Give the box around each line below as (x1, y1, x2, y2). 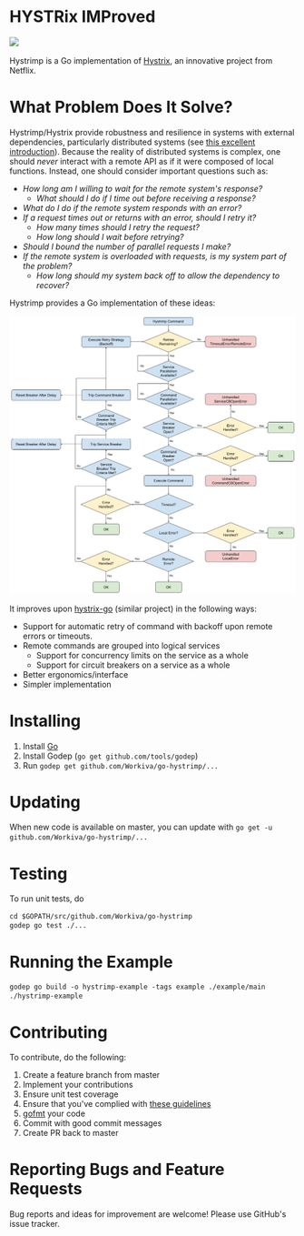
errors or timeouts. (22, 630, 93, 641)
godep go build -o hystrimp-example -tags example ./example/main (9, 982, 266, 992)
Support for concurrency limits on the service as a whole (35, 649, 250, 660)
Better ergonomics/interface (22, 668, 129, 679)
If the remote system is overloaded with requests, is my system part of (22, 250, 288, 261)
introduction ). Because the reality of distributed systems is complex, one (9, 146, 281, 156)
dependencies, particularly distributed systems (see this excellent (9, 136, 256, 147)
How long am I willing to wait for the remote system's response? (22, 183, 263, 194)
